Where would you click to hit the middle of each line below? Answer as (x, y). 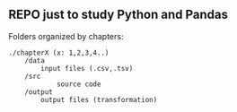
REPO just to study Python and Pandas (118, 15)
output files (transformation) (99, 99)
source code (79, 84)
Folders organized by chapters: (66, 36)
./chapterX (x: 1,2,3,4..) (59, 53)
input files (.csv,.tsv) (87, 68)
